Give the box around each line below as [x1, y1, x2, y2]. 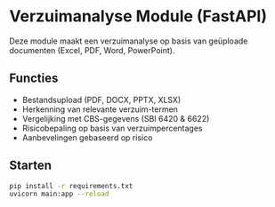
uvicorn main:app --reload [9, 189, 109, 199]
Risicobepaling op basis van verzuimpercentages [21, 123, 203, 133]
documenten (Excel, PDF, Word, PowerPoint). [9, 44, 175, 55]
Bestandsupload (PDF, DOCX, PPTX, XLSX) [21, 94, 182, 105]
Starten [9, 158, 52, 173]
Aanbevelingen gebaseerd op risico [21, 131, 153, 143]
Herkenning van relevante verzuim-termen [21, 104, 178, 115]
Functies [9, 71, 59, 86]
